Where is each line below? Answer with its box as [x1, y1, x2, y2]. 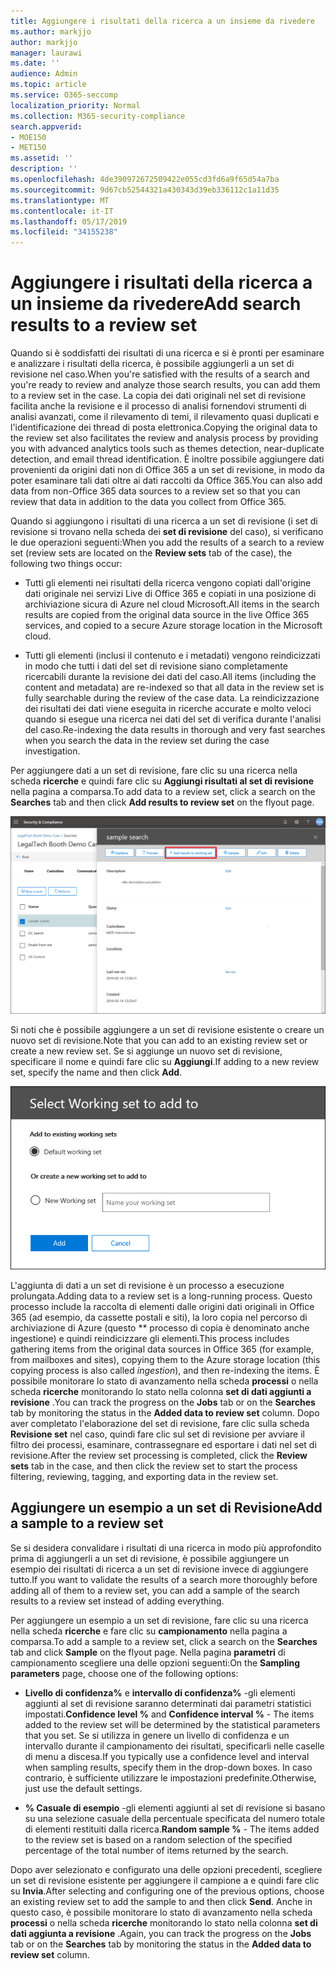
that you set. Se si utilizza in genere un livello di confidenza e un [24, 1729, 290, 1741]
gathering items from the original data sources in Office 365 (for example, [10, 1343, 314, 1355]
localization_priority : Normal [10, 100, 141, 110]
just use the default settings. [24, 1782, 143, 1794]
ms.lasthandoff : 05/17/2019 [10, 216, 128, 227]
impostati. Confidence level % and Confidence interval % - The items [24, 1708, 315, 1720]
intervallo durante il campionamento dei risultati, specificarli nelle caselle [24, 1740, 325, 1752]
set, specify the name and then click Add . [10, 1066, 183, 1078]
